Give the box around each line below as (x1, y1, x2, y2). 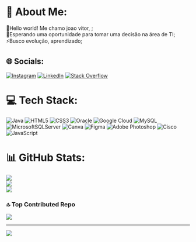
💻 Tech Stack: (6, 94, 78, 107)
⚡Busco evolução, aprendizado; (6, 37, 83, 44)
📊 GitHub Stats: (6, 151, 86, 164)
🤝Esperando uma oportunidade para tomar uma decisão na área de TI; (6, 30, 176, 37)
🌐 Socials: (6, 57, 44, 67)
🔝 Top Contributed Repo (6, 200, 76, 208)
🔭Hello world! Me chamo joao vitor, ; (6, 25, 93, 32)
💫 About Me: (6, 5, 68, 19)
